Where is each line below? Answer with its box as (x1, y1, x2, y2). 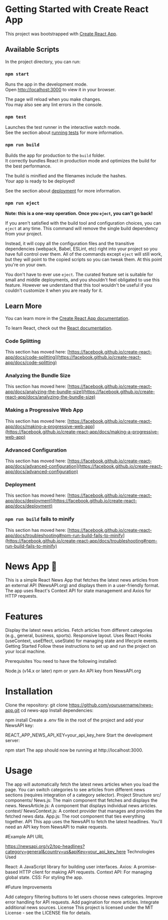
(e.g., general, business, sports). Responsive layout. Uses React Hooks (5, 633, 151, 639)
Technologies (127, 849, 155, 855)
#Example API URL (5, 834, 44, 840)
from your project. (5, 231, 43, 237)
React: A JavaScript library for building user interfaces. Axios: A (5, 864, 137, 870)
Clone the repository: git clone (5, 702, 68, 708)
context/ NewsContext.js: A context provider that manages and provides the (5, 808, 162, 814)
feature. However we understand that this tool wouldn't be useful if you (5, 282, 152, 288)
